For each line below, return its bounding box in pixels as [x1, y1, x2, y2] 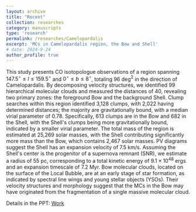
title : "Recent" [6, 14, 46, 20]
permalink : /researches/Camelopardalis [6, 36, 104, 42]
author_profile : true [6, 52, 59, 58]
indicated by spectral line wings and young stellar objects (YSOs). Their [6, 176, 178, 183]
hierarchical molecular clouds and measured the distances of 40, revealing [6, 88, 187, 95]
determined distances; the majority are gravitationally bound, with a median [6, 107, 188, 114]
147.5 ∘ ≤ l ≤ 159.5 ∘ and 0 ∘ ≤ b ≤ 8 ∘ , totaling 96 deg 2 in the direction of [6, 74, 177, 83]
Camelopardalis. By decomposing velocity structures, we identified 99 [6, 81, 176, 88]
